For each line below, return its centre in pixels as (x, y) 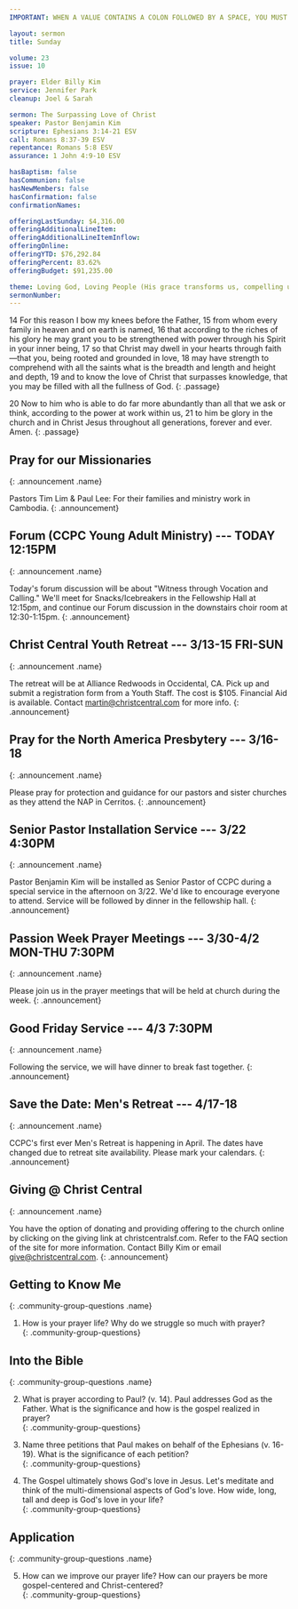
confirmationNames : (45, 205)
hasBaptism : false (43, 172)
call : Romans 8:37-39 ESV (57, 140)
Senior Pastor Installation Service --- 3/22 (128, 829)
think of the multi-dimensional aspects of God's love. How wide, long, (149, 1491)
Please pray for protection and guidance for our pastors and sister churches (148, 792)
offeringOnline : (39, 246)
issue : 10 (27, 66)
